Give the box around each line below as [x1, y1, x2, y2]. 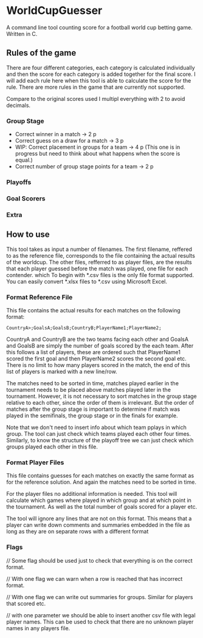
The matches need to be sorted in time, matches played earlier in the [6, 379, 179, 386]
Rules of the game [6, 48, 77, 58]
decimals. [6, 101, 31, 109]
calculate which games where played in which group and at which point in [6, 496, 191, 504]
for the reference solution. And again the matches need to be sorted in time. [6, 478, 196, 486]
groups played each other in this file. [6, 443, 98, 450]
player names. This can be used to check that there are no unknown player [6, 618, 194, 625]
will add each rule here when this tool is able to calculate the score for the [6, 77, 191, 84]
